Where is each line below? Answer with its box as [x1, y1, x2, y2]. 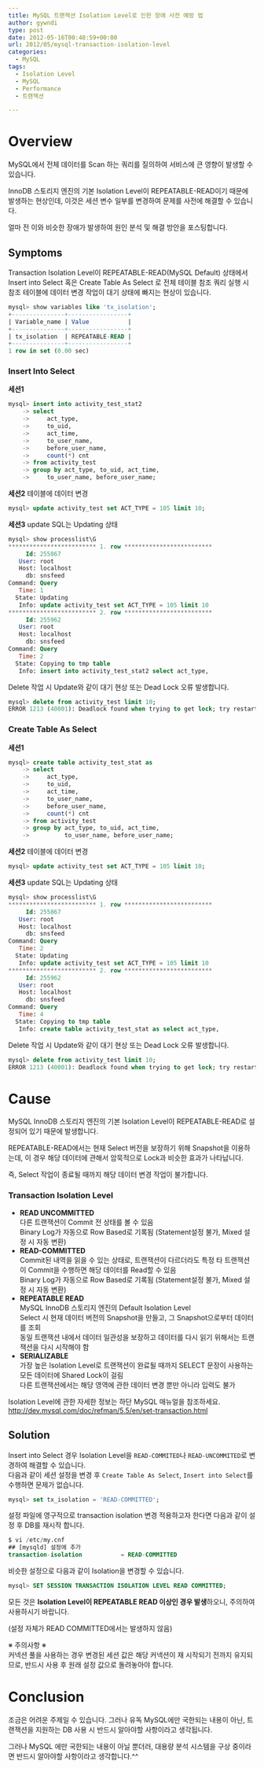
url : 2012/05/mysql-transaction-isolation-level [8, 41, 170, 49]
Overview [8, 133, 73, 150]
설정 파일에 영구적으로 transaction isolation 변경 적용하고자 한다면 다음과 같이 [8, 1511, 247, 1520]
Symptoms [8, 245, 63, 260]
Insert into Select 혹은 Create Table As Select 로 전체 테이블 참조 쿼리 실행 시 [8, 278, 250, 287]
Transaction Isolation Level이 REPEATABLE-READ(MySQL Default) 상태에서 [8, 268, 248, 277]
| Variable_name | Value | [8, 318, 132, 326]
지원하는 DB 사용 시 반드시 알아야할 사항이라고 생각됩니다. [35, 1725, 213, 1734]
